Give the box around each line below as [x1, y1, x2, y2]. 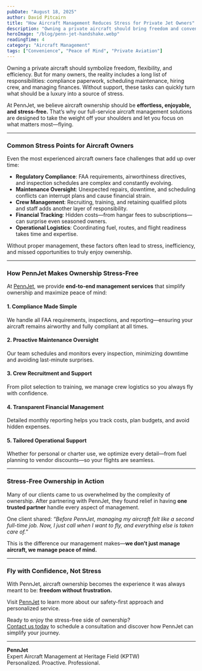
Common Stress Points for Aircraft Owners [7, 141, 134, 150]
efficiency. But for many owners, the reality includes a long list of [7, 70, 167, 78]
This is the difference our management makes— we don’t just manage [7, 539, 180, 547]
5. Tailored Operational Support [7, 437, 87, 444]
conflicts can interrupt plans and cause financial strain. [15, 192, 152, 199]
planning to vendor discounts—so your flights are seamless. [7, 457, 155, 464]
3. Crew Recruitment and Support [7, 370, 92, 377]
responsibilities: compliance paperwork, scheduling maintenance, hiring [7, 77, 185, 84]
